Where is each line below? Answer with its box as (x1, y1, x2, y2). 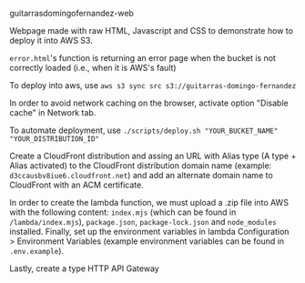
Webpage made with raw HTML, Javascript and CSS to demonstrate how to (9, 25, 294, 35)
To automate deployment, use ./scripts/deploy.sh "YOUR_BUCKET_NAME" (9, 125, 279, 136)
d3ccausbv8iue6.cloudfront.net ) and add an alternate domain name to (9, 170, 273, 180)
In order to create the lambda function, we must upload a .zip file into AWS (9, 197, 290, 207)
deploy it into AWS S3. (9, 35, 93, 45)
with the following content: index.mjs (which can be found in (9, 207, 237, 217)
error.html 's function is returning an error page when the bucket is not (9, 53, 276, 63)
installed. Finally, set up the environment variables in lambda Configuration (9, 227, 290, 237)
